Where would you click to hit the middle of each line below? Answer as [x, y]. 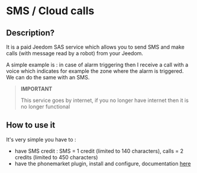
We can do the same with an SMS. [48, 77]
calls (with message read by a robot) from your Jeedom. [75, 53]
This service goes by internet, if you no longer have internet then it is [105, 100]
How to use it [31, 125]
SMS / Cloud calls [50, 11]
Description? [30, 33]
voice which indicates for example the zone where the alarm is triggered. [95, 71]
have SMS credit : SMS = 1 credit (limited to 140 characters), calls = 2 [99, 151]
